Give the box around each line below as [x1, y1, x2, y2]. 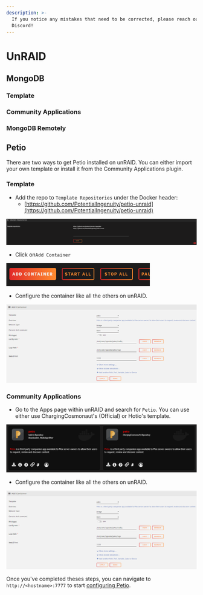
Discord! [11, 22, 34, 28]
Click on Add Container [14, 251, 71, 258]
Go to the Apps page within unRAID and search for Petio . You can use [14, 406, 190, 414]
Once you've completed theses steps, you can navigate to [6, 575, 151, 582]
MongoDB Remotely [6, 124, 66, 132]
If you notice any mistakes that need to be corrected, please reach [11, 16, 190, 22]
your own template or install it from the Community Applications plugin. [6, 165, 183, 172]
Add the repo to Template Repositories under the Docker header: [14, 193, 178, 201]
